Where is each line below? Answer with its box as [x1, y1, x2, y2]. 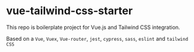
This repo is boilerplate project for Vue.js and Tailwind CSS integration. [6, 24, 180, 31]
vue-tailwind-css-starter [6, 4, 133, 18]
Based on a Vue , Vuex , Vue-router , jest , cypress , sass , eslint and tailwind [6, 35, 189, 42]
